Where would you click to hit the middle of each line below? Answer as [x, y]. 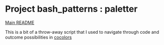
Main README [20, 22]
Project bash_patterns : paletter [71, 9]
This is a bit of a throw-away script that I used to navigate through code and [82, 32]
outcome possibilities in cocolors [39, 37]
